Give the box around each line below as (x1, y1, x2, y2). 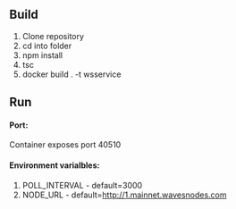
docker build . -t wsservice (21, 69, 122, 79)
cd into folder (21, 40, 72, 51)
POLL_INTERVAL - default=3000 (21, 180, 143, 190)
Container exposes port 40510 (9, 139, 122, 150)
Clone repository (21, 30, 85, 41)
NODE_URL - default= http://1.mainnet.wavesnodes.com (21, 189, 227, 200)
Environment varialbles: (9, 160, 100, 171)
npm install (21, 49, 63, 61)
